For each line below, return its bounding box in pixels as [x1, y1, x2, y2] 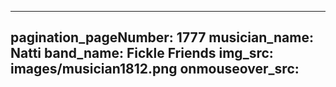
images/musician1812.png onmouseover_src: [10, 61, 300, 78]
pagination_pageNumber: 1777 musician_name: [10, 29, 314, 46]
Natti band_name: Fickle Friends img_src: [10, 45, 274, 62]
